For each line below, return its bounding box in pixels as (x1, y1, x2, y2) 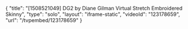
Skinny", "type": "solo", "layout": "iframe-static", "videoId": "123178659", (5, 11, 180, 18)
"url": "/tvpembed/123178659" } (5, 17, 83, 23)
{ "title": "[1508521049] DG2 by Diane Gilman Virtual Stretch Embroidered (5, 5, 183, 11)
